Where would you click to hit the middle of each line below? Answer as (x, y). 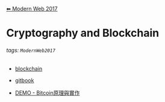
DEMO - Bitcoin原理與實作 (47, 93)
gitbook (24, 80)
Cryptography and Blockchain (83, 33)
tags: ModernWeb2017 (31, 50)
